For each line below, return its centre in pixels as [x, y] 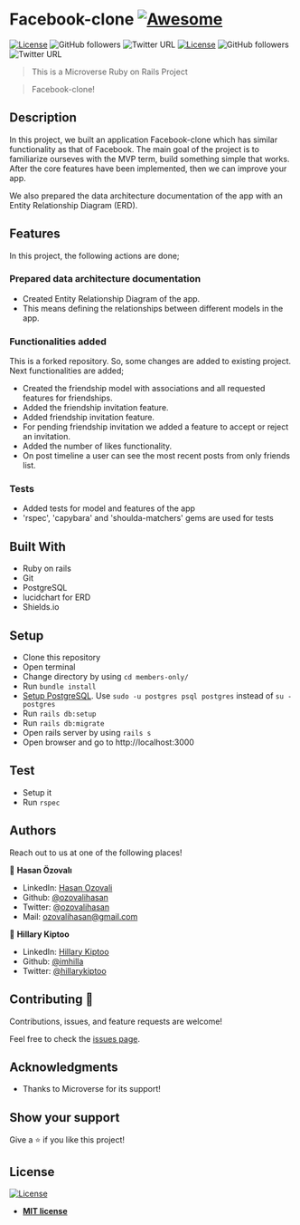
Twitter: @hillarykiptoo [64, 970]
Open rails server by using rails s [87, 733]
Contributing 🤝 [52, 1000]
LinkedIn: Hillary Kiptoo [66, 951]
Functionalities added [58, 342]
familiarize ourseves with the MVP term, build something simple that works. [150, 159]
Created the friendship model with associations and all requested [144, 389]
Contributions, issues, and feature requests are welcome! [116, 1021]
